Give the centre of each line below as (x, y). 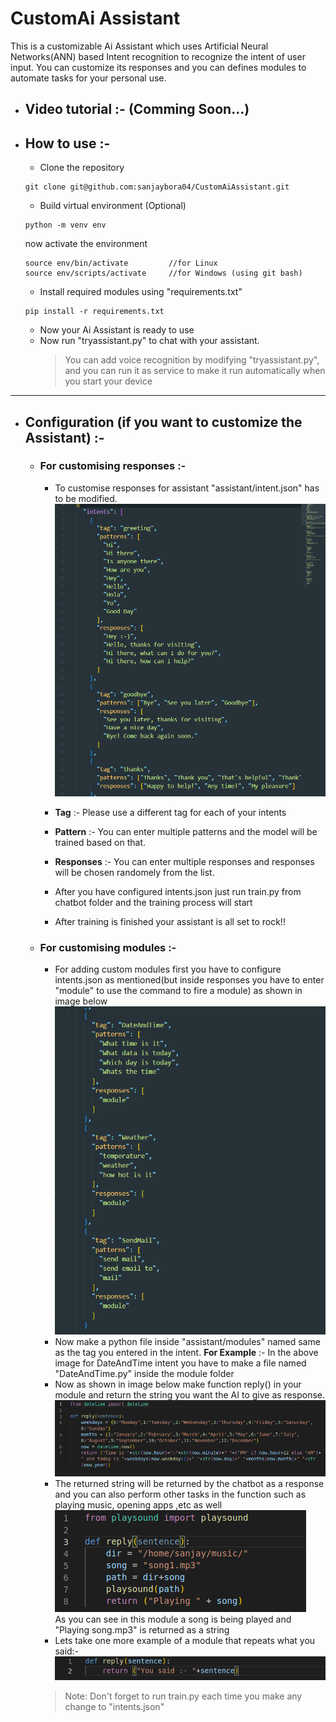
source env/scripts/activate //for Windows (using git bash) (163, 273)
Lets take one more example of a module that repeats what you (185, 1641)
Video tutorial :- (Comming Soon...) (137, 109)
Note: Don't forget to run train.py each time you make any (183, 1696)
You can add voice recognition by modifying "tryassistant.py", (192, 360)
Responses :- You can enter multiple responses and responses (184, 861)
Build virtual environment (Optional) (113, 206)
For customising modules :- (108, 947)
